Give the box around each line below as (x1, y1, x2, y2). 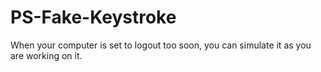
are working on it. (10, 49, 83, 61)
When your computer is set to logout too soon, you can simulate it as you (10, 39, 312, 51)
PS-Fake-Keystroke (10, 6, 177, 29)
